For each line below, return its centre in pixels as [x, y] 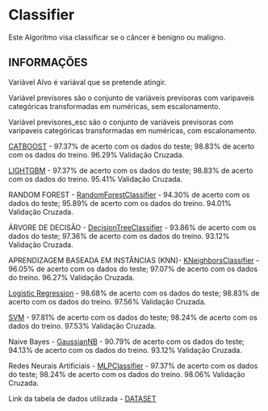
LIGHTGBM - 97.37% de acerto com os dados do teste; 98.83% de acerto [131, 170]
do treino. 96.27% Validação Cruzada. [71, 277]
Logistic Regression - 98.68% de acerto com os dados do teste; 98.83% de [134, 293]
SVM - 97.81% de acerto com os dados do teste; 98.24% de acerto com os [133, 317]
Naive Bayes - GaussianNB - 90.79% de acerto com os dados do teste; [126, 342]
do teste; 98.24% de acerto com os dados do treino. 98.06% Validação [127, 374]
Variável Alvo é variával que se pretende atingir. [88, 82]
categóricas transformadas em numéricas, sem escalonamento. [114, 106]
